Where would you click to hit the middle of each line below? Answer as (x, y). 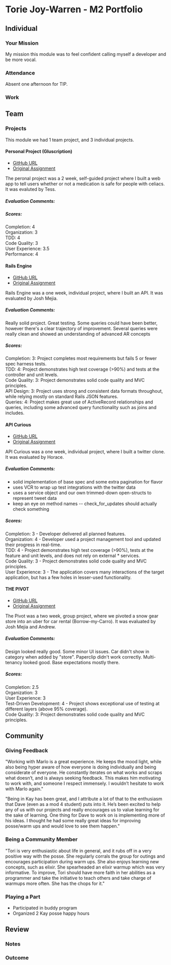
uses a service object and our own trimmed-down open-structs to (82, 493)
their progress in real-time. (33, 545)
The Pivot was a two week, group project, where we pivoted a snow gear (82, 616)
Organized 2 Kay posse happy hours (51, 913)
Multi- (150, 657)
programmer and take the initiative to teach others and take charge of (78, 878)
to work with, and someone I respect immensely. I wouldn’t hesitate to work (85, 783)
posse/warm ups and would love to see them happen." (63, 826)
